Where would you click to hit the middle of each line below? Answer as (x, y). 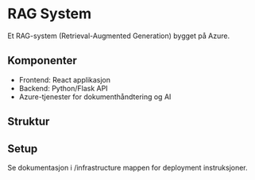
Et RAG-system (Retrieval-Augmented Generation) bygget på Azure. (119, 36)
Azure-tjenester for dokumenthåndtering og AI (95, 97)
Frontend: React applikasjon (65, 79)
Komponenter (42, 61)
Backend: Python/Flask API (63, 88)
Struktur (29, 122)
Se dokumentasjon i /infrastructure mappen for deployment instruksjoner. (127, 167)
